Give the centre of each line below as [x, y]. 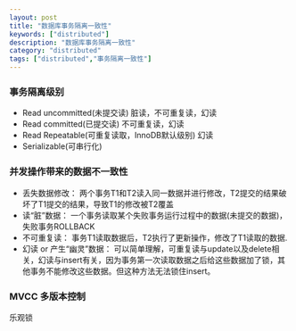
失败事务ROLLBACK [58, 226]
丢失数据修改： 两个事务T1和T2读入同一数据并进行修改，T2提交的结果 [150, 193]
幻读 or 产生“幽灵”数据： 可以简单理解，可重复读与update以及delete [147, 248]
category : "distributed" [55, 51]
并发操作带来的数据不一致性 [69, 172]
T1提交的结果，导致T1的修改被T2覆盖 [106, 204]
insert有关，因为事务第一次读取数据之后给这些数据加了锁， [169, 260]
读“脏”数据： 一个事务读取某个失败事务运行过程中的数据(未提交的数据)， [155, 215]
